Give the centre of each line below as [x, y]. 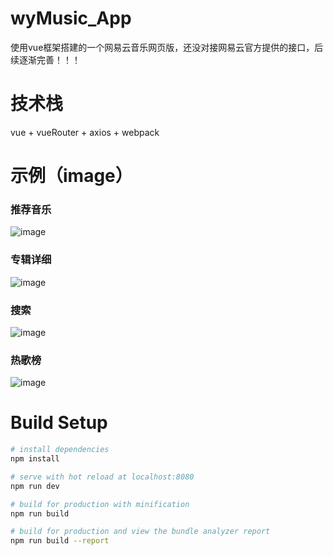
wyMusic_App [71, 18]
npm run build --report [60, 541]
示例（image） [71, 176]
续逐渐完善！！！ [45, 59]
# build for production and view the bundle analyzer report [140, 532]
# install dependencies [60, 450]
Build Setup [59, 423]
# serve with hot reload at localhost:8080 [102, 477]
